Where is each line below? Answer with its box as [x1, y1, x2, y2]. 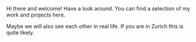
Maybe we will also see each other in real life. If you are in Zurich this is [6, 23, 184, 30]
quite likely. [6, 29, 34, 36]
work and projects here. [6, 11, 66, 18]
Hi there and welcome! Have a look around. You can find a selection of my [6, 5, 191, 12]
